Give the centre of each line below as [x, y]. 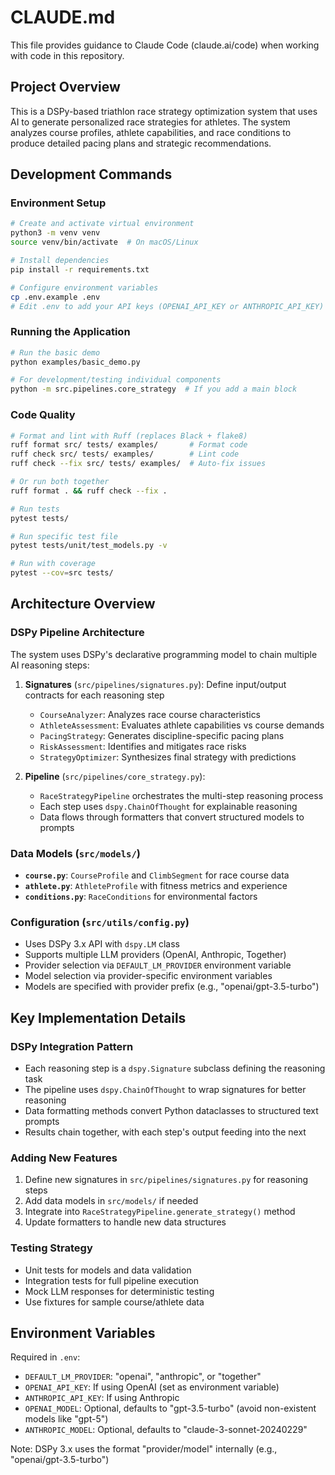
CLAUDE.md [63, 17]
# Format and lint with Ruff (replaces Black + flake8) [129, 436]
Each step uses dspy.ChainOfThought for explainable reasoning [168, 806]
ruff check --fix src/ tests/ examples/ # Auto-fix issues [138, 464]
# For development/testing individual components [116, 380]
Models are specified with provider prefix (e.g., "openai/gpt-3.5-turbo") [172, 987]
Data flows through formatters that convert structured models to [172, 817]
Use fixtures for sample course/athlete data [114, 1302]
